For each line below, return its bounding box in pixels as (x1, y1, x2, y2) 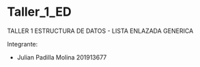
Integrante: (7, 40, 38, 48)
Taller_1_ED (7, 4, 72, 20)
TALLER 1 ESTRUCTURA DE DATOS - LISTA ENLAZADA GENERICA (7, 27, 194, 35)
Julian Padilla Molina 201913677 (16, 53, 107, 62)
